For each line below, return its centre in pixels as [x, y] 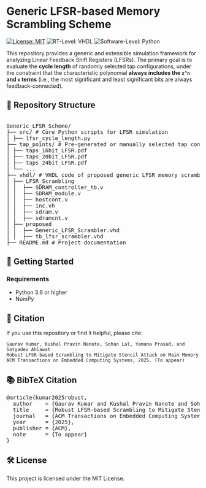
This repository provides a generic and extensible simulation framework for [101, 53]
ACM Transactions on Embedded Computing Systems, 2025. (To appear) [96, 360]
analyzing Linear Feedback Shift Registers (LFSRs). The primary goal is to [99, 60]
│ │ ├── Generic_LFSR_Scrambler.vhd [63, 230]
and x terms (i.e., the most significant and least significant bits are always [99, 79]
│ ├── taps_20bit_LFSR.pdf [47, 157]
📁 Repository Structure [51, 105]
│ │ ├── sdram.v [32, 212]
